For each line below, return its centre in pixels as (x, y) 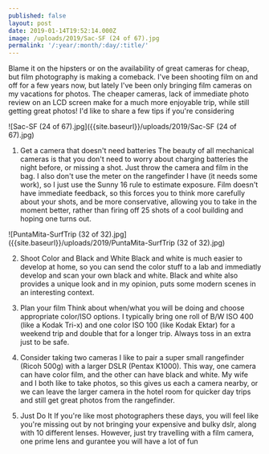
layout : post (30, 23)
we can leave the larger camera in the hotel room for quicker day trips (135, 392)
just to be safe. (45, 343)
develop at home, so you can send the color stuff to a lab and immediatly (141, 267)
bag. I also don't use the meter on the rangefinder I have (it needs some (139, 176)
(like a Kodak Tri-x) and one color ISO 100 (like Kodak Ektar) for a (127, 325)
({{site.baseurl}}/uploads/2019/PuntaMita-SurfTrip (92, 243)
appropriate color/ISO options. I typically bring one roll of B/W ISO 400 (137, 317)
